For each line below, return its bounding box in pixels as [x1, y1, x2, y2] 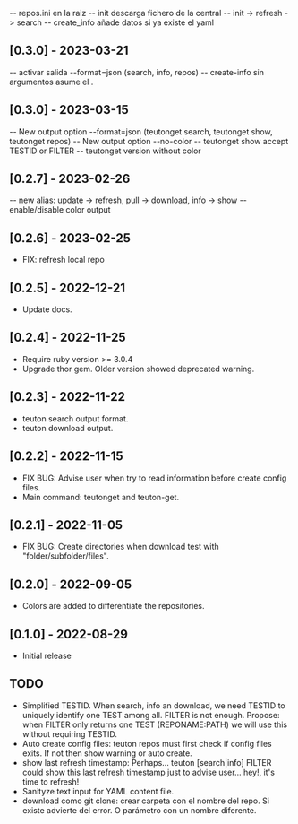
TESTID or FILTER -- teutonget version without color [9, 145, 201, 156]
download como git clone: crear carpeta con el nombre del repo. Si [21, 795, 270, 806]
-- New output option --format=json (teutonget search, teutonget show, [9, 126, 273, 137]
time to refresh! [21, 776, 80, 787]
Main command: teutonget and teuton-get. [21, 491, 180, 502]
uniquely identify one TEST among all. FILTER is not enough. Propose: [21, 709, 280, 720]
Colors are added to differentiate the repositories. [21, 601, 205, 611]
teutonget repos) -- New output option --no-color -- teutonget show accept [9, 135, 289, 146]
